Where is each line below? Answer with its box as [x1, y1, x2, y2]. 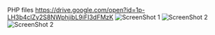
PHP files [7, 6, 34, 14]
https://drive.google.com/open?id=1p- [34, 6, 146, 14]
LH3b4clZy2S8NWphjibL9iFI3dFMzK [7, 13, 114, 21]
